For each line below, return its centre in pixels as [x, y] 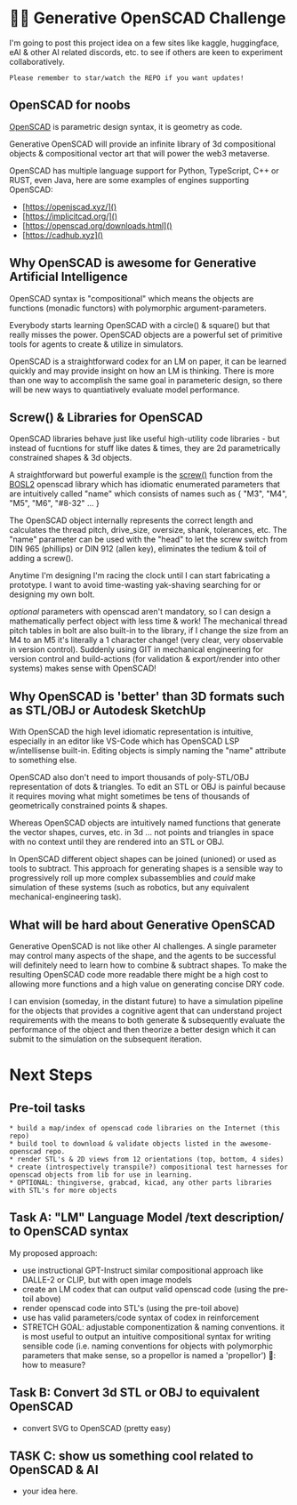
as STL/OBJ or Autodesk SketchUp [108, 710]
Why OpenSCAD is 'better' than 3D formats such [147, 696]
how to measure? [54, 1364]
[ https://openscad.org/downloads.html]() [97, 225]
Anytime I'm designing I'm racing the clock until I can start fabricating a [140, 575]
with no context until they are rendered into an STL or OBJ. [117, 842]
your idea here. [50, 1491]
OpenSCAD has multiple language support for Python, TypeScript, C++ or [144, 170]
